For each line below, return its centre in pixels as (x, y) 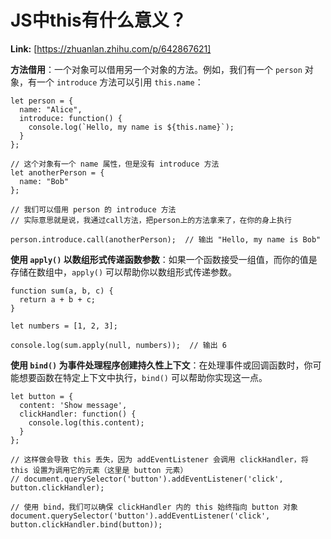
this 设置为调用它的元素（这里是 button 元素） (99, 470)
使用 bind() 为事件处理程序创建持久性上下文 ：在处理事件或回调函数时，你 (161, 365)
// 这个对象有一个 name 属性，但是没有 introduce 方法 (115, 164)
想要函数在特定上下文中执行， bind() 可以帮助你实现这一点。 (143, 377)
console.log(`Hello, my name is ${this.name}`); (131, 127)
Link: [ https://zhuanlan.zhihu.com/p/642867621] (111, 48)
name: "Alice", (51, 109)
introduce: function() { (71, 118)
